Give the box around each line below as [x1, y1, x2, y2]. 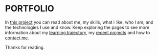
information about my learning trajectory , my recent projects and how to [5, 29, 150, 35]
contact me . [5, 35, 29, 41]
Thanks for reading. [5, 44, 45, 50]
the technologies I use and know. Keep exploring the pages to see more [5, 24, 150, 30]
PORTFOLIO [5, 3, 55, 14]
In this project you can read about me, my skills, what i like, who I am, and [5, 19, 154, 25]
